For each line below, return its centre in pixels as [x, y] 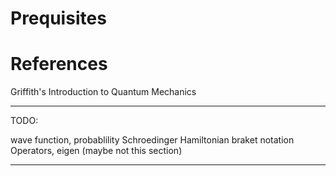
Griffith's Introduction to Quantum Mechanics [103, 92]
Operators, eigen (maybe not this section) [96, 151]
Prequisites [58, 18]
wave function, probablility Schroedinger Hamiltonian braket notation [152, 140]
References [59, 64]
